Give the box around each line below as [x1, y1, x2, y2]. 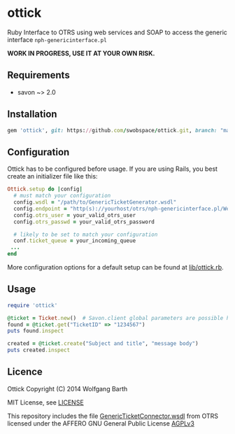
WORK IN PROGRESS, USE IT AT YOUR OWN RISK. [7, 49, 155, 57]
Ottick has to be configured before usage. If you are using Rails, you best [7, 164, 218, 173]
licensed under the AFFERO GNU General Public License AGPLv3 [7, 419, 194, 428]
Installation [7, 108, 57, 120]
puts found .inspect [7, 328, 64, 335]
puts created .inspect [7, 346, 71, 354]
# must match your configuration [13, 192, 111, 199]
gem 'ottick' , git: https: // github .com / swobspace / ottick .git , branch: [7, 127, 218, 134]
